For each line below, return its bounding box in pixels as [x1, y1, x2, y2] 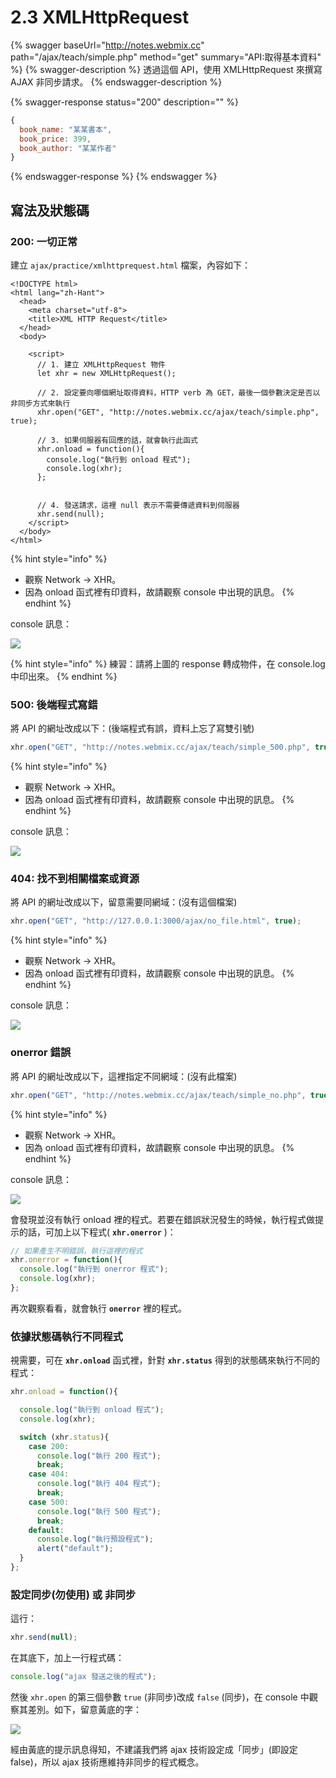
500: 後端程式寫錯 [10, 697, 98, 711]
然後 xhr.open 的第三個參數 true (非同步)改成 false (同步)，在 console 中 [10, 1691, 310, 1703]
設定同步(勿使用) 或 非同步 [10, 1587, 137, 1601]
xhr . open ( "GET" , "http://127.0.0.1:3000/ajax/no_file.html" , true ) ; [10, 916, 302, 926]
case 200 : [28, 1441, 70, 1451]
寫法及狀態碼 [10, 202, 90, 219]
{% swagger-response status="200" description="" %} [10, 96, 239, 108]
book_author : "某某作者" [19, 143, 117, 153]
